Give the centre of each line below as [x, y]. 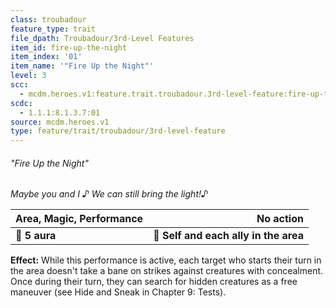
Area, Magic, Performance [79, 219]
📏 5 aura [36, 236]
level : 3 [28, 76]
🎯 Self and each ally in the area [228, 236]
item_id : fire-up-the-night [69, 47]
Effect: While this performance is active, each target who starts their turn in [166, 260]
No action [280, 219]
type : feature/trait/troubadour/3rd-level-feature [118, 131]
